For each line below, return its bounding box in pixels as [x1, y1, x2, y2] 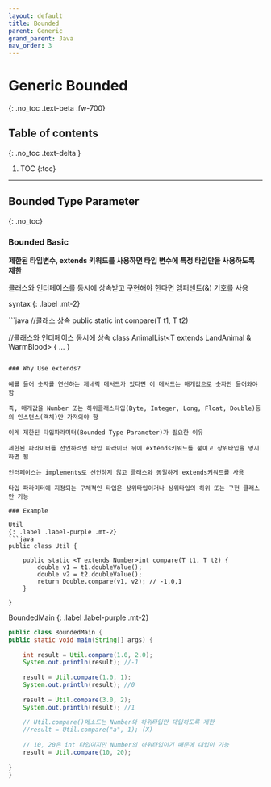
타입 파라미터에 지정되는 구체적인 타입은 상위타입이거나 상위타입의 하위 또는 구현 [8, 484, 240, 492]
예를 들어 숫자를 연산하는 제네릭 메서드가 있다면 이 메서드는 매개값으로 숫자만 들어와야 [8, 380, 258, 388]
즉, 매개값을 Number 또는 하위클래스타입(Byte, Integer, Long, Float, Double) [8, 404, 256, 412]
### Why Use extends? [8, 364, 81, 372]
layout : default [8, 11, 63, 20]
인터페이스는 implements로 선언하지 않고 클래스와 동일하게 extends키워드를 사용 [8, 468, 244, 476]
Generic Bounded [8, 77, 128, 95]
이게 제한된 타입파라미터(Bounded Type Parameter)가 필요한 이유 [8, 429, 204, 437]
